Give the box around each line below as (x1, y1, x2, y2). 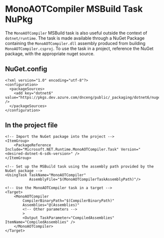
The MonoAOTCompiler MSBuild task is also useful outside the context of (5, 30, 147, 36)
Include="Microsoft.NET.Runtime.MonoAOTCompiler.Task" (5, 147, 119, 152)
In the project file (5, 121, 58, 130)
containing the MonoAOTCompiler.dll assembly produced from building (5, 40, 145, 46)
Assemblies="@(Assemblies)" (22, 202, 80, 207)
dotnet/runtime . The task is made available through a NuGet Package (5, 35, 145, 41)
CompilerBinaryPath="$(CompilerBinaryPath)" (22, 198, 115, 203)
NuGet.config (5, 65, 47, 73)
